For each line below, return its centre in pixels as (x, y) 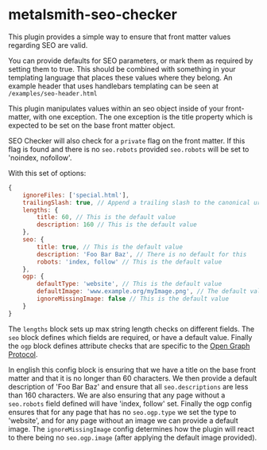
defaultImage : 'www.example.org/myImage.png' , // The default (142, 292)
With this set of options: (47, 173)
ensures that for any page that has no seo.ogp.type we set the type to (122, 412)
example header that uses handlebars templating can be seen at (113, 86)
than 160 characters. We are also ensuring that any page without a (117, 395)
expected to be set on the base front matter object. (92, 125)
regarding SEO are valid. (48, 45)
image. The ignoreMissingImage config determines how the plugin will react (131, 428)
